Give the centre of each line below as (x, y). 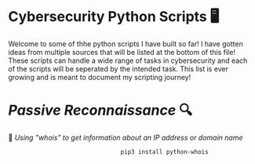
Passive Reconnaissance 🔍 (100, 110)
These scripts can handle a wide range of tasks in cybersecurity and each (128, 60)
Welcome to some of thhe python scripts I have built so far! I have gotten (126, 44)
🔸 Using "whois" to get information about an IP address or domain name (126, 137)
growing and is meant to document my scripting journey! (100, 77)
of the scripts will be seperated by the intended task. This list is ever (118, 68)
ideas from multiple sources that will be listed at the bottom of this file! (122, 52)
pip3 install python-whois (165, 151)
